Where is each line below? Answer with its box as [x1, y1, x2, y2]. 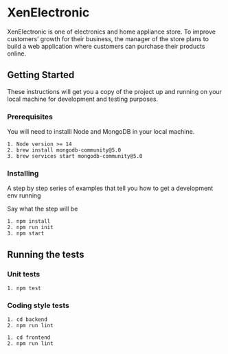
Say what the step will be [7, 204, 78, 213]
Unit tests [7, 269, 41, 279]
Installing [7, 168, 39, 178]
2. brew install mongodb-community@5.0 [7, 147, 122, 154]
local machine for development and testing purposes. [7, 95, 159, 103]
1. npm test [7, 285, 41, 292]
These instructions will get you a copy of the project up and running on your [7, 87, 222, 95]
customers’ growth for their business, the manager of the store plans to [7, 34, 209, 43]
